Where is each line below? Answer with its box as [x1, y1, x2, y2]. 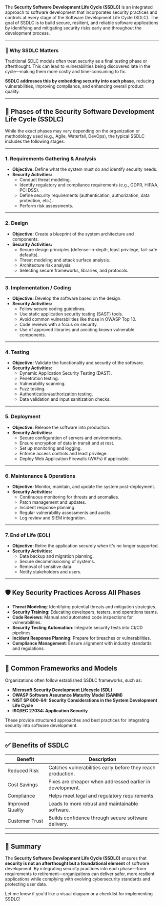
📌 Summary [5, 842, 41, 851]
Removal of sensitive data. [19, 564, 73, 569]
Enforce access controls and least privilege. [19, 450, 108, 456]
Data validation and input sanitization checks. [19, 396, 111, 402]
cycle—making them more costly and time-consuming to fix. [5, 69, 126, 75]
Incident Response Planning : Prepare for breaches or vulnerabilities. [12, 635, 151, 641]
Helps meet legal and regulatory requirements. [48, 792, 155, 799]
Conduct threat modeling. [19, 177, 71, 183]
